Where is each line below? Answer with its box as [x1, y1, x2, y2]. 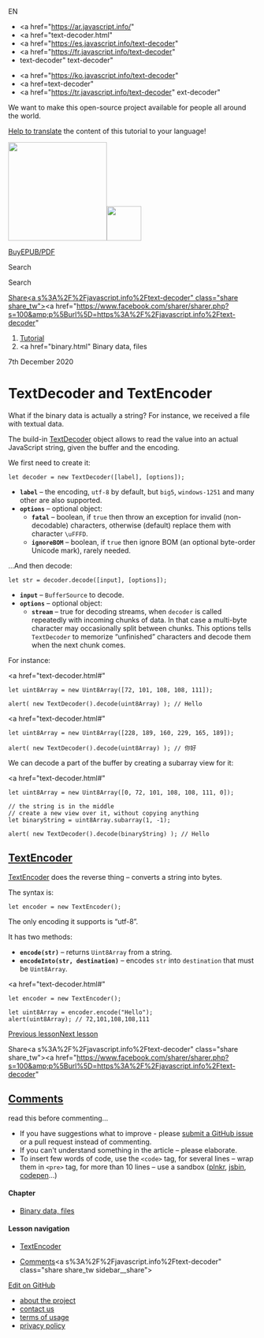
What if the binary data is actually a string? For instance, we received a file [8, 410, 251, 420]
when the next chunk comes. [31, 640, 126, 650]
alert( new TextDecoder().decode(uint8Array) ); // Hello [8, 699, 203, 708]
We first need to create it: [8, 457, 91, 468]
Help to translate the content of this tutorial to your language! [8, 126, 206, 136]
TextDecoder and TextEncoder [8, 385, 213, 403]
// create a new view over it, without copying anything [8, 809, 199, 817]
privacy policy [19, 1321, 65, 1330]
